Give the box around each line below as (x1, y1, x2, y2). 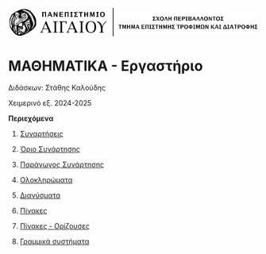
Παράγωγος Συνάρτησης (19, 160, 105, 170)
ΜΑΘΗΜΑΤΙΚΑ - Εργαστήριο (8, 56, 203, 75)
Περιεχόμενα (8, 114, 54, 123)
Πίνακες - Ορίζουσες (19, 221, 90, 231)
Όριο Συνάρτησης (19, 144, 81, 154)
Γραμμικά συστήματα (19, 237, 90, 246)
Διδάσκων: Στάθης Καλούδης (8, 83, 106, 93)
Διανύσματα (19, 190, 61, 200)
